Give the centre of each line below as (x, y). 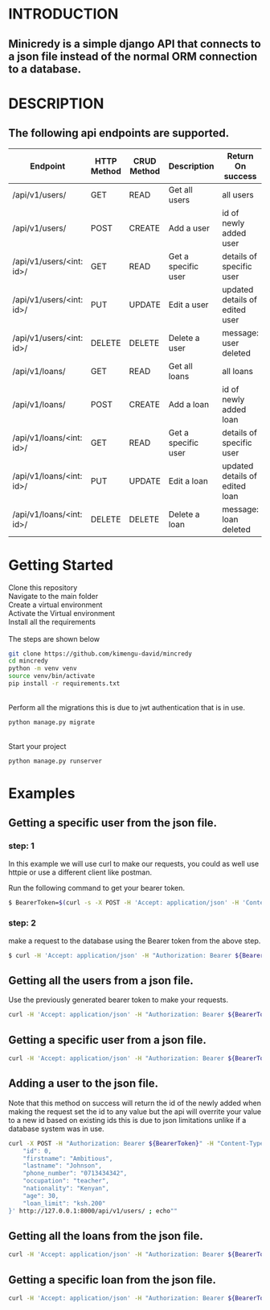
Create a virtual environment (55, 605)
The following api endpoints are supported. (119, 133)
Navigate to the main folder (53, 596)
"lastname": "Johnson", (63, 1166)
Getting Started (61, 565)
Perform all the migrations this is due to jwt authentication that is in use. (127, 707)
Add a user (189, 228)
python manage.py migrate (51, 722)
